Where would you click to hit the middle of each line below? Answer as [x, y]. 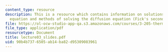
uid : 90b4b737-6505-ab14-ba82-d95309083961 [51, 42]
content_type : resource [30, 10]
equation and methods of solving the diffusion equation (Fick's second [87, 19]
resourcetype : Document [30, 33]
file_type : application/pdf [34, 28]
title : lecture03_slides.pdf [35, 38]
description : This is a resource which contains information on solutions [85, 14]
